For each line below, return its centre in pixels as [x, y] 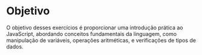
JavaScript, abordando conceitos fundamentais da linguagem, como [92, 33]
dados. [15, 47]
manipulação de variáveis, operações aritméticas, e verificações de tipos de [101, 40]
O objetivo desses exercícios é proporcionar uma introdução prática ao [95, 27]
